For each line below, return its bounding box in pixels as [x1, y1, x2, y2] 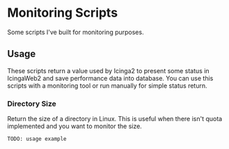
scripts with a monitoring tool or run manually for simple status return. [7, 81, 207, 90]
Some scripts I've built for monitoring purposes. [7, 28, 144, 36]
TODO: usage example [7, 136, 68, 143]
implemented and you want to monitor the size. [7, 122, 143, 130]
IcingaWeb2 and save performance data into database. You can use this [7, 74, 214, 82]
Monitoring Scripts [7, 5, 118, 21]
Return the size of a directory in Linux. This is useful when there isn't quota [7, 115, 223, 123]
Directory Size [7, 99, 57, 109]
